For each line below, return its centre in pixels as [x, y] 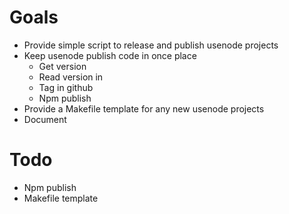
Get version [62, 66]
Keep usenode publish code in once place [110, 55]
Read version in [71, 77]
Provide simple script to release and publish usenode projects [151, 45]
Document [45, 119]
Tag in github [66, 87]
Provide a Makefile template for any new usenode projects [144, 108]
